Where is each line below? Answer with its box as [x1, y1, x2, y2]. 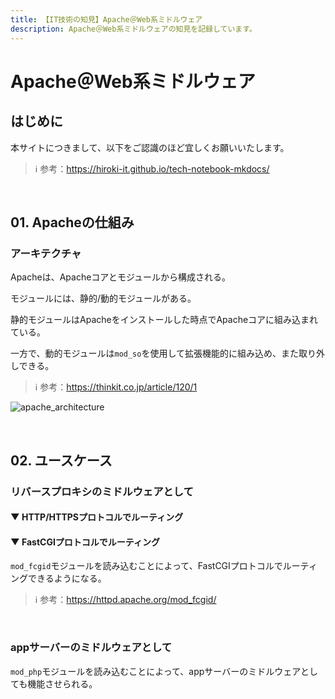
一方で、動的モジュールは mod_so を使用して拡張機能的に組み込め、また [10, 347, 300, 360]
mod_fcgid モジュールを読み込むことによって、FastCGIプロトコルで [10, 560, 283, 572]
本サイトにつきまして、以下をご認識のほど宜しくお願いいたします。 [10, 141, 290, 153]
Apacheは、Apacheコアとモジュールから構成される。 [10, 271, 232, 283]
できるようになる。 [27, 572, 107, 585]
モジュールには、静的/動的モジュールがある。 [10, 292, 197, 305]
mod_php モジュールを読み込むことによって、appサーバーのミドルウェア [10, 665, 301, 677]
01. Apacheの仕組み [10, 214, 135, 231]
